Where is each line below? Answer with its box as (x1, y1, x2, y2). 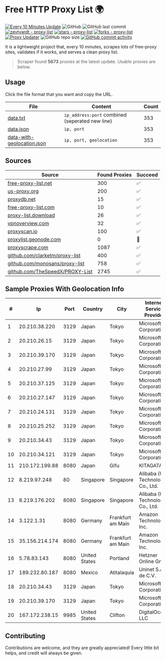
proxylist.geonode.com (7, 236, 61, 243)
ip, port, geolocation (64, 137, 118, 143)
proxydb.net (7, 196, 36, 203)
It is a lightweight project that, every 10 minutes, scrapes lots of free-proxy (5, 44, 157, 49)
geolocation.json (7, 139, 46, 146)
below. (17, 64, 31, 70)
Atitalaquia (109, 569, 134, 576)
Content (91, 103, 112, 110)
